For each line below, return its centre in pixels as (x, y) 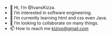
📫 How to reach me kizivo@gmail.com (49, 28)
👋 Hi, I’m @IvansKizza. (32, 8)
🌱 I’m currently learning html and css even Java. (58, 18)
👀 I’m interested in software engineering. (51, 13)
